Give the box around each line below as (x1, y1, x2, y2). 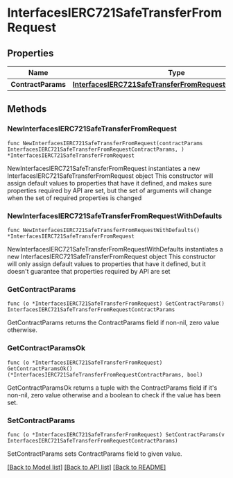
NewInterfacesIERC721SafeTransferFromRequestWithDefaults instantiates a (7, 245, 223, 253)
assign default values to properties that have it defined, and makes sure (7, 179, 212, 187)
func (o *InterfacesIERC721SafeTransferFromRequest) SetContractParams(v (7, 431, 225, 438)
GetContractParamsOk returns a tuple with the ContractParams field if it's (7, 384, 218, 392)
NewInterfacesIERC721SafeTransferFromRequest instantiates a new (7, 164, 200, 172)
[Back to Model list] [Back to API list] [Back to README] (7, 463, 166, 471)
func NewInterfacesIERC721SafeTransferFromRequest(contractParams (7, 140, 203, 147)
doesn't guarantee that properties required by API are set (7, 267, 171, 275)
